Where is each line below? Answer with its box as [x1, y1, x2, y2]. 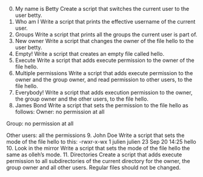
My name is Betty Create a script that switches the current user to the [15, 5, 190, 12]
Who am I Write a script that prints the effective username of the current [15, 18, 196, 25]
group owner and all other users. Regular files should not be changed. [6, 164, 181, 171]
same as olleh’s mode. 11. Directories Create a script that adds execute [6, 151, 182, 158]
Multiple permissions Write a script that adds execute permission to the [15, 70, 193, 76]
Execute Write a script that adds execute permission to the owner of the [15, 57, 195, 64]
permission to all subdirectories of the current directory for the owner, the [6, 158, 190, 164]
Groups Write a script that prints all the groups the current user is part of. [15, 31, 198, 38]
